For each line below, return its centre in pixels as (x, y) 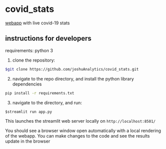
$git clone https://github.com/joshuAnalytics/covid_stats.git (72, 69)
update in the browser (28, 141)
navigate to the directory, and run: (47, 102)
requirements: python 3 (29, 50)
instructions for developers (48, 38)
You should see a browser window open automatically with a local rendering (83, 131)
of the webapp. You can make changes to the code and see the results (78, 136)
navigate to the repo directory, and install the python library (73, 78)
